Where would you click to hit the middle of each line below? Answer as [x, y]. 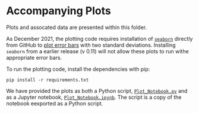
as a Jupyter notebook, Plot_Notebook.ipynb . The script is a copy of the [94, 97]
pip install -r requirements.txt [48, 80]
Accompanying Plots [59, 11]
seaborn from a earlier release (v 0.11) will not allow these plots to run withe [97, 51]
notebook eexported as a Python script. [55, 103]
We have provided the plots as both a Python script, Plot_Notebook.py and [97, 91]
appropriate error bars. [34, 57]
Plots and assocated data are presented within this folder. [77, 27]
